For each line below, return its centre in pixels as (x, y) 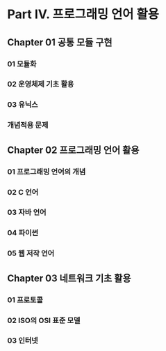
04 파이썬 (23, 233)
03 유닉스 (23, 105)
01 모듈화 (22, 64)
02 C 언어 (23, 192)
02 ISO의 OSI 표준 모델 (44, 320)
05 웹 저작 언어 (31, 253)
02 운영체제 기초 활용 (41, 84)
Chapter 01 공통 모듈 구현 (60, 42)
